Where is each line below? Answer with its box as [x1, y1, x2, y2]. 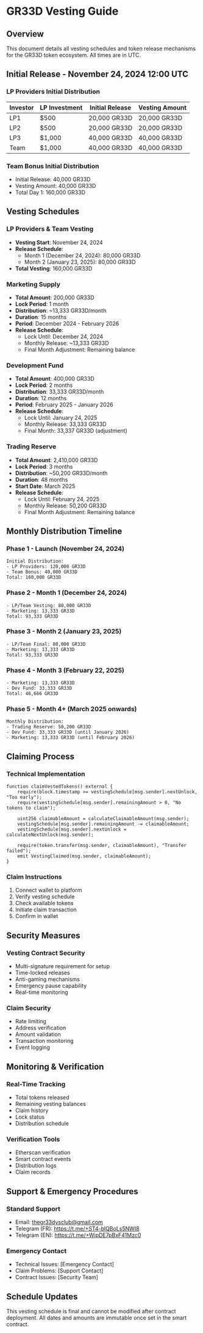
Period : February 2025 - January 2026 [15, 401, 113, 408]
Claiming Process [6, 751, 75, 761]
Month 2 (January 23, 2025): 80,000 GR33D [24, 258, 136, 266]
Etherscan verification [15, 1149, 71, 1156]
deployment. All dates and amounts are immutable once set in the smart [6, 1314, 187, 1321]
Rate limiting [15, 1018, 47, 1025]
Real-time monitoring [15, 988, 68, 996]
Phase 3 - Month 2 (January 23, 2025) [6, 627, 122, 636]
